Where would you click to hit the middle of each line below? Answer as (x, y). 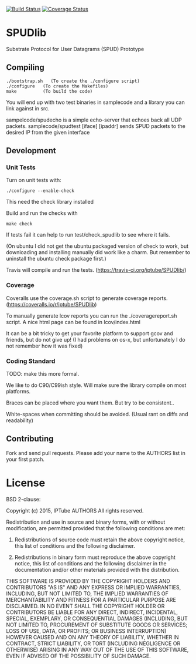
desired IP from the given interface (48, 132)
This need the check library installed (50, 202)
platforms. (18, 392)
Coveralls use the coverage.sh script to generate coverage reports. (87, 298)
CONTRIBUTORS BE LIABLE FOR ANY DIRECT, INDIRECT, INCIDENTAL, (92, 612)
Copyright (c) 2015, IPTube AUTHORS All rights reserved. (75, 510)
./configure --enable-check (40, 191)
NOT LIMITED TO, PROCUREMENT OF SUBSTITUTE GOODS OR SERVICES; (97, 625)
